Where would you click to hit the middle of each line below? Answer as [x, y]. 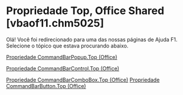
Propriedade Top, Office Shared [85, 11]
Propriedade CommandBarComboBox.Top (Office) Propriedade [83, 80]
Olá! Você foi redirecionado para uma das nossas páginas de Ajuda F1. [92, 39]
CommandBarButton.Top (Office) [46, 86]
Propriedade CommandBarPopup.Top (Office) [62, 57]
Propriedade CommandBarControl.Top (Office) [63, 68]
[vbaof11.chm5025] [55, 23]
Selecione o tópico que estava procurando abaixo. [67, 46]
